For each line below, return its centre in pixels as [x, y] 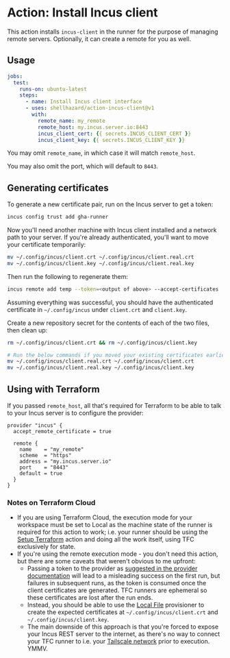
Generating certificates [58, 187]
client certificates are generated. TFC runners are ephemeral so [117, 590]
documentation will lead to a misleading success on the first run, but [124, 576]
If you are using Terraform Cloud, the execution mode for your [105, 517]
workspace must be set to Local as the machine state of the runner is [115, 525]
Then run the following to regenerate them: [68, 276]
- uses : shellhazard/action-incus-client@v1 [90, 108]
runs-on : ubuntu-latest [53, 89]
